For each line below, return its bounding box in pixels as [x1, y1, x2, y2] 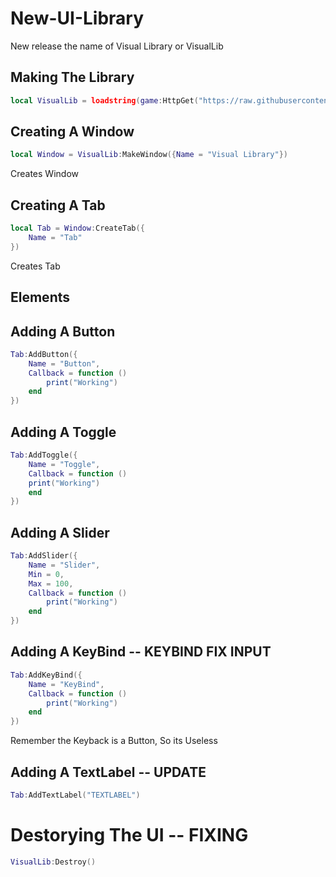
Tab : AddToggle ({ [10, 450, 78, 461]
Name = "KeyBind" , [28, 679, 105, 689]
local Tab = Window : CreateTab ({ [10, 223, 145, 234]
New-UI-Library [10, 7, 145, 30]
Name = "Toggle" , [28, 459, 101, 469]
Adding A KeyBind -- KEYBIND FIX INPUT [10, 643, 272, 661]
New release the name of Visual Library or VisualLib [10, 40, 224, 52]
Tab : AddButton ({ [10, 349, 78, 359]
